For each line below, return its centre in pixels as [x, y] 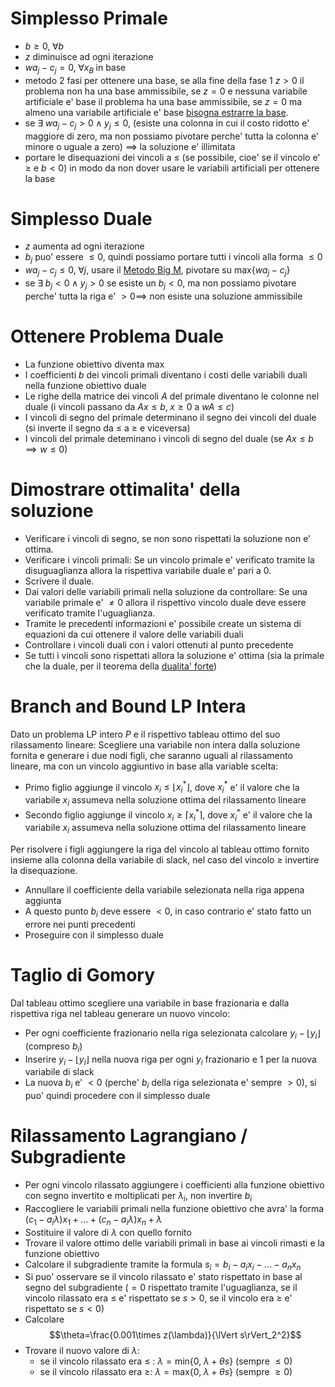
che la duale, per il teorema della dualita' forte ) [121, 666]
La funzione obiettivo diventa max [94, 364]
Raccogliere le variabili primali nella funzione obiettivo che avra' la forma [174, 1208]
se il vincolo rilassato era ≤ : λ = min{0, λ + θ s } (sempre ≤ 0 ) [166, 1361]
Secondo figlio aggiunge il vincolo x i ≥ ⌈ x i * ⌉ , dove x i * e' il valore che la [168, 815]
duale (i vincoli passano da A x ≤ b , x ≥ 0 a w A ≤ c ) [129, 406]
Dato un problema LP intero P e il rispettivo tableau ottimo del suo [145, 734]
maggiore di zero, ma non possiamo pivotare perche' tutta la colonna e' [172, 136]
